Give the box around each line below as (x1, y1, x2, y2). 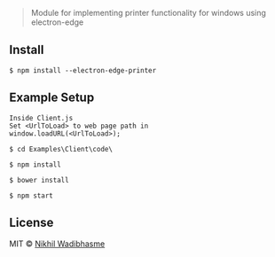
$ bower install (9, 175, 69, 184)
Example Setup (9, 90, 95, 105)
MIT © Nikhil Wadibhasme (9, 238, 106, 249)
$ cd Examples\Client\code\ (9, 144, 114, 153)
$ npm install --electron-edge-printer (9, 66, 157, 74)
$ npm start (9, 191, 53, 200)
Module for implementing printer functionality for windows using (30, 8, 266, 18)
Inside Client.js (9, 113, 74, 122)
